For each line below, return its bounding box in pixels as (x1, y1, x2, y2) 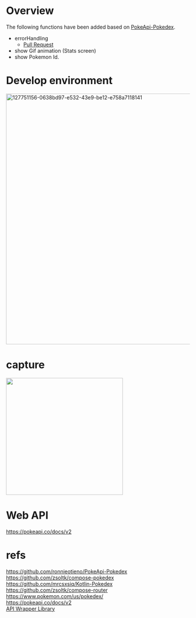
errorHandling (14, 34, 48, 42)
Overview (6, 4, 54, 18)
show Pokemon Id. (14, 53, 60, 60)
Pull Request (23, 41, 54, 48)
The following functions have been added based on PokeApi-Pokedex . (6, 23, 176, 30)
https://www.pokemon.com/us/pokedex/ (6, 592, 104, 600)
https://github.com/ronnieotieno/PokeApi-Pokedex (6, 568, 127, 575)
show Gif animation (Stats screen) (14, 47, 96, 54)
